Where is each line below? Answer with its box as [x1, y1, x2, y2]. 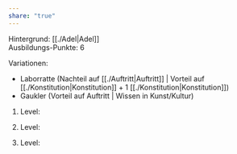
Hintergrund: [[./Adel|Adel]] [8, 34, 100, 44]
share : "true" [8, 11, 56, 20]
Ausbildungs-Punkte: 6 [8, 42, 85, 52]
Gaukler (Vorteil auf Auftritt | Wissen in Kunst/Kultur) [19, 90, 194, 101]
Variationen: [8, 58, 48, 68]
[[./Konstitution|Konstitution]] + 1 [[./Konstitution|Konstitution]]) [19, 82, 230, 92]
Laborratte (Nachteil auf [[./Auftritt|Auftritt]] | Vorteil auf [19, 73, 205, 83]
